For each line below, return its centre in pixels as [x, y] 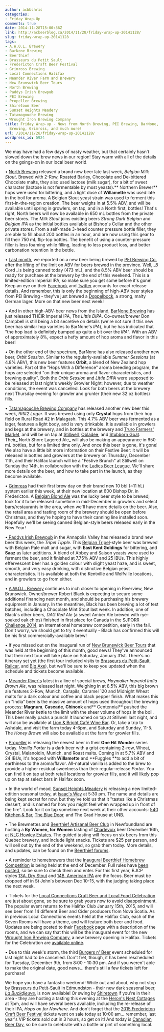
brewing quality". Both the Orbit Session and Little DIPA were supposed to [80, 378]
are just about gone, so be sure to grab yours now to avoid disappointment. [81, 901]
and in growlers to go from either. [39, 579]
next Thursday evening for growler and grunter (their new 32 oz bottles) [78, 394]
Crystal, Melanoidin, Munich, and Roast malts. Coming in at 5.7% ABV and [80, 753]
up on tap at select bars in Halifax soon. [45, 779]
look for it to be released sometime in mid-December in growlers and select [81, 502]
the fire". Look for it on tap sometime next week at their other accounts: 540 [82, 810]
